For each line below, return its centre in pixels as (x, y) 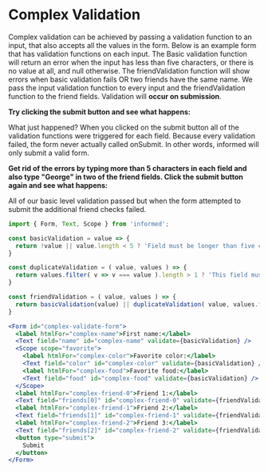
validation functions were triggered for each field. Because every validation (132, 136)
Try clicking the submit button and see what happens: (100, 112)
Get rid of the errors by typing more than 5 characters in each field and (128, 168)
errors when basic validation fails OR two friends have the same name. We (130, 79)
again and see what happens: (58, 185)
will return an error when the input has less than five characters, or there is (131, 62)
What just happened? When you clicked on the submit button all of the (124, 127)
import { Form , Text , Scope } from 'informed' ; (89, 224)
